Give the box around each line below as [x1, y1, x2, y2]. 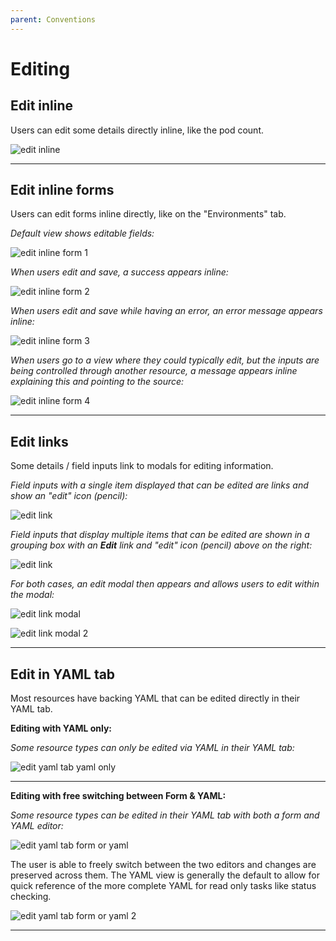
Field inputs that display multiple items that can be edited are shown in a [10, 529, 310, 541]
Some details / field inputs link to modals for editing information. [10, 460, 274, 472]
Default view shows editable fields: [10, 227, 155, 240]
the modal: [10, 589, 55, 601]
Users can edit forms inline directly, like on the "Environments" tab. [10, 208, 287, 220]
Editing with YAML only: [10, 722, 113, 735]
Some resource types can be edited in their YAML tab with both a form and [10, 809, 320, 821]
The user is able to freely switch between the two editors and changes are [10, 859, 317, 871]
